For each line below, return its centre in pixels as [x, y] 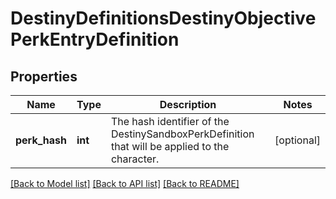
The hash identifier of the [170, 121]
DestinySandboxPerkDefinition [182, 134]
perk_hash [41, 140]
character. [135, 159]
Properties [44, 76]
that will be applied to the [170, 146]
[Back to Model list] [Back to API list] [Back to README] [125, 183]
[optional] [297, 140]
